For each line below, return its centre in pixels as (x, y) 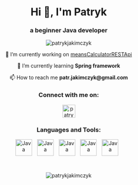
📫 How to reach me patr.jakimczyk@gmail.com (69, 78)
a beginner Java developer (69, 31)
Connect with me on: (69, 95)
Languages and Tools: (69, 130)
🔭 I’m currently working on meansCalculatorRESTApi (69, 55)
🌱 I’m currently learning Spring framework (69, 66)
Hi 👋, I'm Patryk (69, 12)
